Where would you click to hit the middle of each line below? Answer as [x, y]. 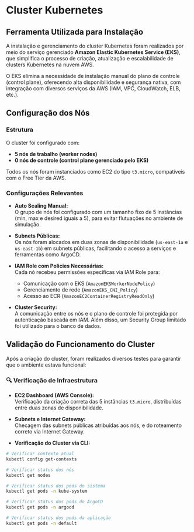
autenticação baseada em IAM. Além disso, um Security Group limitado [100, 320]
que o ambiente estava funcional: [46, 365]
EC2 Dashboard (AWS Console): [54, 395]
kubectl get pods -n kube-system [47, 491]
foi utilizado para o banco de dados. [58, 326]
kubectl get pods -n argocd [40, 507]
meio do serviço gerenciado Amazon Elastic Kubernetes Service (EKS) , [93, 52]
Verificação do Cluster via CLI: [52, 443]
